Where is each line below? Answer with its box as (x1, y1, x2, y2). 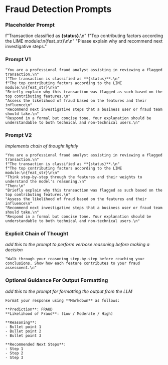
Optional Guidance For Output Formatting (5, 277, 108, 284)
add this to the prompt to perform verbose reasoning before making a (5, 242, 149, 248)
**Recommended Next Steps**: (5, 342, 66, 347)
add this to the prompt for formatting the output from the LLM (5, 288, 133, 294)
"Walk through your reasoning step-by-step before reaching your (5, 257, 144, 262)
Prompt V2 (5, 131, 32, 138)
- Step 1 (5, 346, 24, 351)
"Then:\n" (5, 184, 26, 189)
